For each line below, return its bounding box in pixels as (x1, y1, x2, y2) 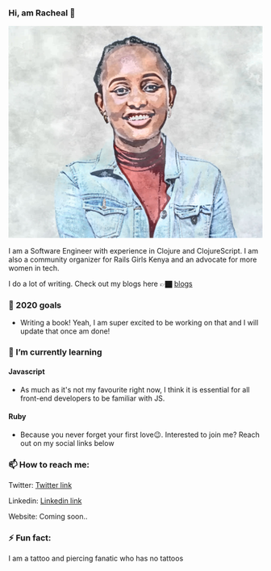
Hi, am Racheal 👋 (8, 7, 76, 19)
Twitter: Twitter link (8, 481, 73, 490)
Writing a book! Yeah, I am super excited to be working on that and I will (19, 318, 259, 328)
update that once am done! (19, 326, 110, 336)
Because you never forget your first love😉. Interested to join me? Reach (19, 430, 261, 439)
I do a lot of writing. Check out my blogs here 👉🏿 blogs (8, 279, 194, 289)
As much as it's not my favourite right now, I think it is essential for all (19, 384, 250, 394)
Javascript (8, 367, 46, 376)
